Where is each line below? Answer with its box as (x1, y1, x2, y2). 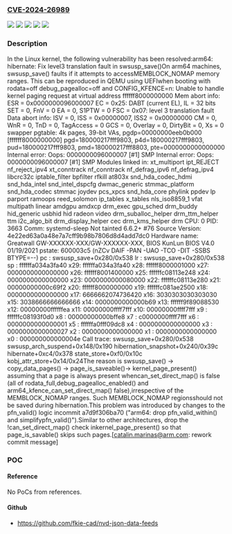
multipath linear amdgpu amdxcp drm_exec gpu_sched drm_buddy (7, 202, 198, 210)
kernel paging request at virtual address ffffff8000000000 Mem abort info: (7, 92, 220, 100)
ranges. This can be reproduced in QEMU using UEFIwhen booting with (7, 76, 211, 85)
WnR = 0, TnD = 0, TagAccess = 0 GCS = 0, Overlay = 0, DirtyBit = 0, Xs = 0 (7, 121, 224, 129)
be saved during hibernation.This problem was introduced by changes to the (7, 401, 226, 409)
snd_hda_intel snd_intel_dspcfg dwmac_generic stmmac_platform (7, 180, 195, 188)
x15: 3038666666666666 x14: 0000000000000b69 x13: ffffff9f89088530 (7, 298, 220, 306)
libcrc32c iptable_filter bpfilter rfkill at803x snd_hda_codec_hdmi (7, 172, 193, 181)
